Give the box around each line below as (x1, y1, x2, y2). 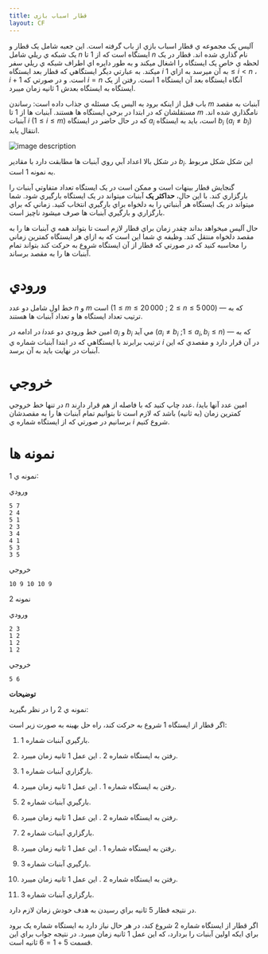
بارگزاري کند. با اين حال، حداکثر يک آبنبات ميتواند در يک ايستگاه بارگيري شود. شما (9, 191, 248, 201)
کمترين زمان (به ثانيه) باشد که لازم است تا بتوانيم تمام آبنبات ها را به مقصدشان (9, 408, 242, 418)
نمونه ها (9, 444, 55, 463)
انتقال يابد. (9, 126, 40, 135)
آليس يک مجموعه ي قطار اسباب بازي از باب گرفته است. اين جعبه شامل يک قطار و (9, 41, 254, 50)
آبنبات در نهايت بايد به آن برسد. (9, 346, 100, 355)
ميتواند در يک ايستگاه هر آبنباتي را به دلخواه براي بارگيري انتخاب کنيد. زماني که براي (9, 200, 254, 209)
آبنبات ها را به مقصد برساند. (9, 248, 91, 259)
